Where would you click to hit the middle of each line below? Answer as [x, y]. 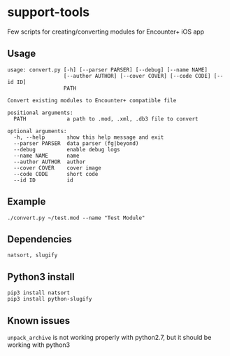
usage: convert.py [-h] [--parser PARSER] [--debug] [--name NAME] [108, 70]
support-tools [49, 12]
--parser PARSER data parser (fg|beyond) [76, 143]
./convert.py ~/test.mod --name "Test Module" [76, 218]
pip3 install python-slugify [50, 299]
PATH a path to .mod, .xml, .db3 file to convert [106, 119]
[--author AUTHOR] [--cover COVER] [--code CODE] [137, 76]
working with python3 [39, 345]
